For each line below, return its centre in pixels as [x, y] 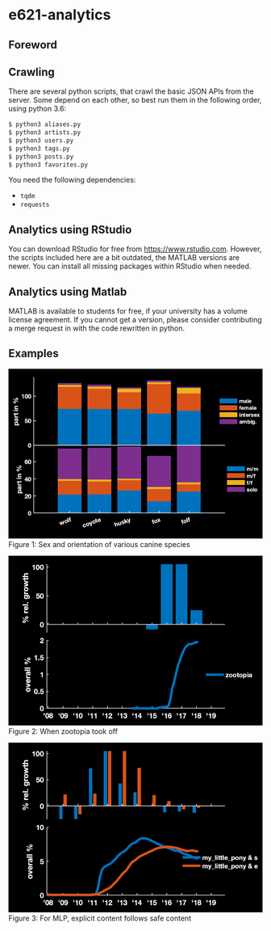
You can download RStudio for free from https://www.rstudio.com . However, [135, 249]
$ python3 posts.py [41, 157]
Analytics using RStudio [70, 229]
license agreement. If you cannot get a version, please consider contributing [135, 320]
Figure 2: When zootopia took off [63, 731]
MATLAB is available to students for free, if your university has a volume [128, 311]
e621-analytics [60, 15]
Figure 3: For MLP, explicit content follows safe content [100, 918]
